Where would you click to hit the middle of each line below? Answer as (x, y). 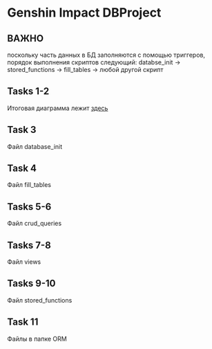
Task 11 (23, 322)
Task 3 (22, 130)
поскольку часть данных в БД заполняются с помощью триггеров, (106, 55)
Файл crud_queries (35, 224)
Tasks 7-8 (29, 245)
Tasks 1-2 (28, 91)
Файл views (24, 262)
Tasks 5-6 (29, 207)
